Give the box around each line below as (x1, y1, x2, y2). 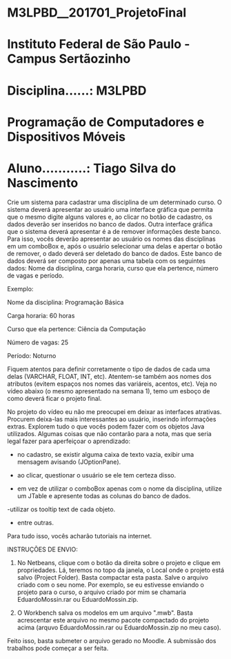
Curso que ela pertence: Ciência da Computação (7, 324, 146, 333)
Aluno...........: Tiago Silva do (7, 160, 177, 176)
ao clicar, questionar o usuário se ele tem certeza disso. (17, 471, 177, 479)
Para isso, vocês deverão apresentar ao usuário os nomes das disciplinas (7, 235, 216, 243)
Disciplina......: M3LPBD (7, 83, 147, 98)
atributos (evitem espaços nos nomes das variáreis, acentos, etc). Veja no (7, 380, 217, 388)
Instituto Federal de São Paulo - (7, 37, 190, 52)
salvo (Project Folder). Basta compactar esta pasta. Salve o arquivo (17, 573, 209, 581)
